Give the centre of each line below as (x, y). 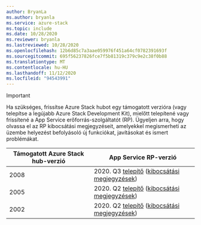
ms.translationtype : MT (36, 62)
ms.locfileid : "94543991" (38, 78)
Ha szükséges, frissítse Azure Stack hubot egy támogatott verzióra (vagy (96, 107)
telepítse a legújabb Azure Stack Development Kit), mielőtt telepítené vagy (98, 114)
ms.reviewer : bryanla (33, 39)
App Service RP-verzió (143, 157)
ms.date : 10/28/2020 (32, 34)
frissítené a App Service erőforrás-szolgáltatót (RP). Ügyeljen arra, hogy (95, 120)
